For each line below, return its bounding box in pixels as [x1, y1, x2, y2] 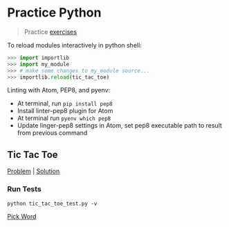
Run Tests [7, 184, 42, 194]
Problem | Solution [7, 167, 60, 175]
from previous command [17, 129, 88, 137]
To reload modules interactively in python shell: [7, 41, 142, 49]
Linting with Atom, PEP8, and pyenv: [7, 86, 111, 95]
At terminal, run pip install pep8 [17, 99, 113, 108]
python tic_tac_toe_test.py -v [7, 200, 98, 207]
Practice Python [7, 5, 102, 21]
